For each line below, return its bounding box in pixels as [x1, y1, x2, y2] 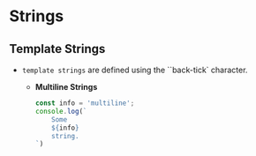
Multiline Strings [34, 82, 98, 92]
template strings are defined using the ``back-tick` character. [21, 64, 248, 75]
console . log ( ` [34, 107, 87, 115]
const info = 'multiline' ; [34, 99, 135, 108]
